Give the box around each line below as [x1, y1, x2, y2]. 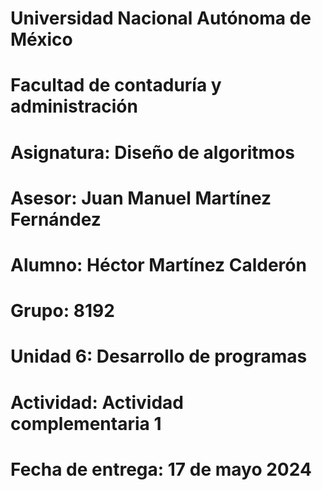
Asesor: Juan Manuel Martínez [10, 187, 272, 209]
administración [10, 95, 138, 118]
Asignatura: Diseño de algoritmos [10, 141, 296, 164]
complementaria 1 [10, 412, 162, 435]
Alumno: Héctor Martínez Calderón [10, 253, 307, 276]
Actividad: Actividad [10, 391, 185, 414]
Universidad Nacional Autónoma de [10, 7, 312, 30]
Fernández [10, 208, 102, 231]
